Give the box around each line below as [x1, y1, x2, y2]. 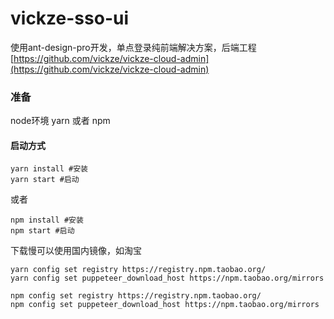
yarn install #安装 [10, 164, 89, 174]
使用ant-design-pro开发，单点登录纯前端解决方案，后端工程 [10, 41, 257, 53]
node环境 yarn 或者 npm [10, 115, 111, 127]
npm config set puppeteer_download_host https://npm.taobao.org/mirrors [10, 300, 320, 310]
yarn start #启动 [10, 175, 80, 185]
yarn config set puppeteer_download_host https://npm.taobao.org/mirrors [10, 273, 325, 284]
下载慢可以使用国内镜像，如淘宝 [10, 245, 142, 257]
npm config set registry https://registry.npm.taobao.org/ [10, 291, 262, 301]
